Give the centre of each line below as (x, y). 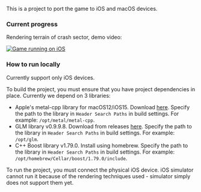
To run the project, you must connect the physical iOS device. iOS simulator (100, 170)
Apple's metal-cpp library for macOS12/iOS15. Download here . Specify (102, 107)
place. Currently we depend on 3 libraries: (58, 95)
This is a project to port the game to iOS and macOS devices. (82, 9)
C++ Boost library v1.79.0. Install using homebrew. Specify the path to (101, 145)
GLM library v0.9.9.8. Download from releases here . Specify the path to (104, 126)
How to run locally (33, 64)
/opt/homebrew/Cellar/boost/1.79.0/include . (71, 158)
